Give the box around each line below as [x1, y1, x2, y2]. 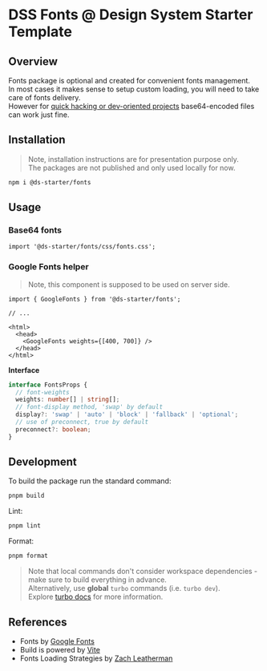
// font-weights [15, 388, 70, 396]
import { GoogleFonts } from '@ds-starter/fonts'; [8, 295, 181, 303]
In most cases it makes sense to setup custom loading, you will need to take [8, 84, 260, 94]
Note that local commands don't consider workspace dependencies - [27, 567, 258, 576]
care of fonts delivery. [8, 93, 81, 102]
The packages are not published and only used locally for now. [27, 163, 236, 172]
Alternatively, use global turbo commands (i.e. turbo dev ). [27, 584, 220, 593]
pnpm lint [8, 522, 42, 530]
